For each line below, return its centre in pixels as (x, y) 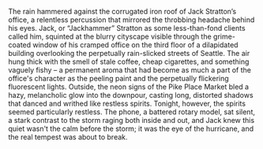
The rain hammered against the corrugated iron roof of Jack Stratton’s (122, 11)
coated (20, 45)
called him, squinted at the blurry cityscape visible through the (110, 36)
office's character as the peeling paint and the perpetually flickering (118, 78)
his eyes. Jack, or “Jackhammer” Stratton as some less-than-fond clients (127, 28)
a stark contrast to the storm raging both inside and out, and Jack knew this (131, 120)
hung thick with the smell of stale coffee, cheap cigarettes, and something (129, 61)
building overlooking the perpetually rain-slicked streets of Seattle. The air (129, 53)
